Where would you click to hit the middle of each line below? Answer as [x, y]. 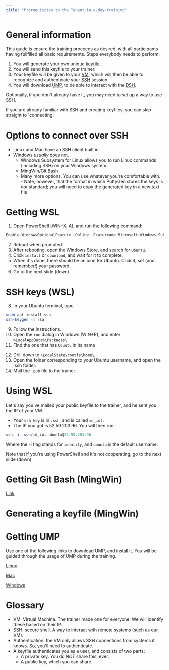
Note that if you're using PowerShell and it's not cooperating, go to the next [84, 454]
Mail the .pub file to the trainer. [45, 371]
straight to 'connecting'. [30, 115]
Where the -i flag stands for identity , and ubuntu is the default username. [82, 444]
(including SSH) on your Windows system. [64, 165]
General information [48, 34]
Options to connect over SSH [67, 135]
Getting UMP [33, 537]
